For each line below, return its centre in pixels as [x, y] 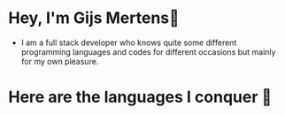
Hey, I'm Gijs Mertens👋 [94, 18]
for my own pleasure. [60, 61]
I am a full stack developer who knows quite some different [129, 42]
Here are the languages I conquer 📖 [140, 97]
